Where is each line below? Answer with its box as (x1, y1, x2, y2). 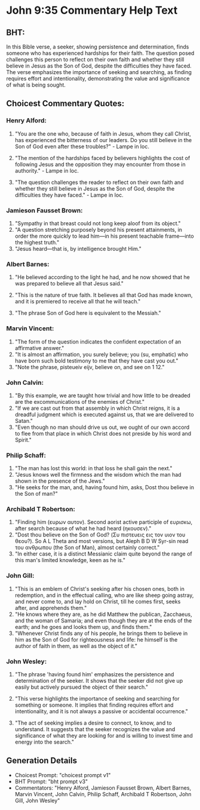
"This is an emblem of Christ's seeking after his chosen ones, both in (14, 585, 185, 592)
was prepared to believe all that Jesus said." (14, 280, 124, 287)
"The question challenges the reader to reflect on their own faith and (14, 179, 184, 186)
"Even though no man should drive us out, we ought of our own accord (14, 424, 190, 431)
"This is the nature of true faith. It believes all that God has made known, (14, 292, 193, 299)
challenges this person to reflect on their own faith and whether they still (6, 56, 184, 63)
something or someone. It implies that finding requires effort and (14, 701, 174, 708)
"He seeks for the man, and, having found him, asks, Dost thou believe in (14, 484, 194, 491)
